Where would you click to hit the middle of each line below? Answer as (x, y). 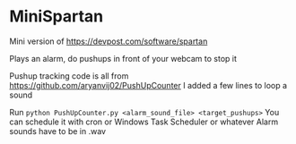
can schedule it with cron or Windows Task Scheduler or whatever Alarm (144, 122)
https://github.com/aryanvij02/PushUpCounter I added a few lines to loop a (148, 85)
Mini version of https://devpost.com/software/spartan (109, 41)
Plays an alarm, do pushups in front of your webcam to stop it (123, 58)
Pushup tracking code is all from (69, 76)
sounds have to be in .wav (57, 131)
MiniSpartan (57, 17)
